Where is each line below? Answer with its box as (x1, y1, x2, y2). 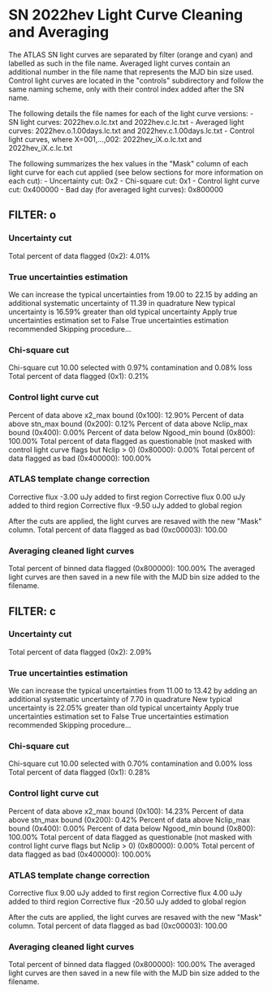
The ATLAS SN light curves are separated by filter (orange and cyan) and (8, 49, 253, 59)
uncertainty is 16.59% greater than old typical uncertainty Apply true (8, 307, 238, 316)
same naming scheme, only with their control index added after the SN (8, 84, 244, 94)
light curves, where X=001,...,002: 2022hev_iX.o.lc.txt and (8, 134, 202, 144)
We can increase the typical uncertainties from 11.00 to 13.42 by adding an (8, 686, 257, 695)
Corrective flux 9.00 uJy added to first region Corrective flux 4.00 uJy (8, 888, 243, 897)
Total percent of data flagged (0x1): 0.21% (8, 372, 149, 381)
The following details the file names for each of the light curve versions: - (8, 108, 254, 118)
